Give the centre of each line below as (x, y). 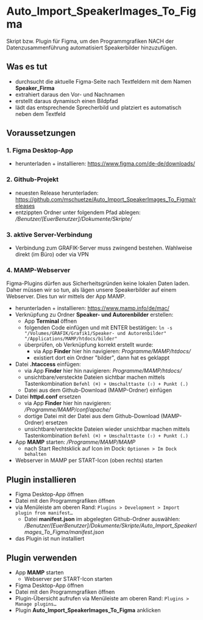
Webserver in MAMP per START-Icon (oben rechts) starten (89, 460)
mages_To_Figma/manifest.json (64, 532)
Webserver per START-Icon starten (68, 579)
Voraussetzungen (41, 133)
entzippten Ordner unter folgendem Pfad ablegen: (78, 212)
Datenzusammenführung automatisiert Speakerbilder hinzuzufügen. (92, 48)
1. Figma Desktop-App (40, 151)
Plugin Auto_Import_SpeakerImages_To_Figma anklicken (88, 610)
